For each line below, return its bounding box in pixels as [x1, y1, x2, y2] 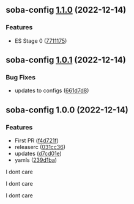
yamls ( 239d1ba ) [14, 156, 58, 164]
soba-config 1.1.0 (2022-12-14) [6, 5, 127, 15]
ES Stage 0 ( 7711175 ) [14, 37, 67, 45]
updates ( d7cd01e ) [14, 150, 62, 158]
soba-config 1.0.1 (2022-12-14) [6, 55, 126, 65]
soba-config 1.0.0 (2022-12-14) [6, 104, 129, 115]
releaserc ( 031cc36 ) [14, 144, 65, 151]
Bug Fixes [6, 73, 36, 81]
